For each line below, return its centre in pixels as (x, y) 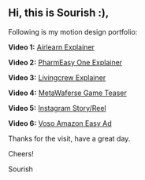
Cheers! (21, 153)
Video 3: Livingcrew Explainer (57, 77)
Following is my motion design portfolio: (73, 31)
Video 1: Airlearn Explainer (51, 47)
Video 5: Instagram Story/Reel (57, 108)
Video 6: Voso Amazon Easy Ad (60, 123)
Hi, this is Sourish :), (59, 13)
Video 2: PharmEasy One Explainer (65, 62)
